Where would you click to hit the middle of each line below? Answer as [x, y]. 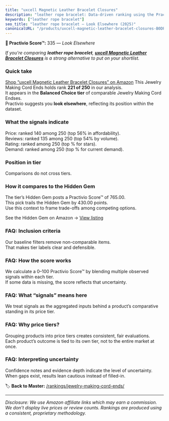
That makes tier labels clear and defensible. [50, 247]
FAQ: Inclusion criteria [33, 231]
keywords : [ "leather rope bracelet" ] [45, 19]
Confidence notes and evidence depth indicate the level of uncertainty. [79, 370]
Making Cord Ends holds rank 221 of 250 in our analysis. [64, 88]
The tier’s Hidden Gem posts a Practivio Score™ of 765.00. [65, 197]
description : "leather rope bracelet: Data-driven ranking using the [80, 15]
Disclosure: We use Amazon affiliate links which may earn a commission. [81, 402]
